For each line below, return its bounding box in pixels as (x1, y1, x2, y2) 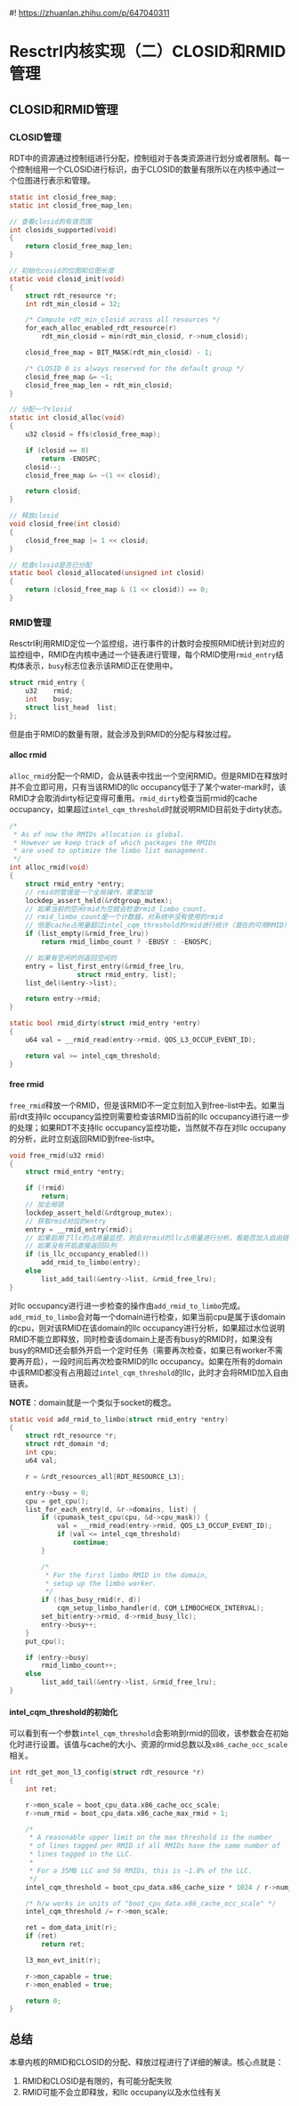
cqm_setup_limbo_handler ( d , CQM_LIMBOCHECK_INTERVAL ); (56, 1604, 265, 1613)
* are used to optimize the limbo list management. (12, 846, 209, 856)
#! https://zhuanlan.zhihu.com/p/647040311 (9, 8, 170, 18)
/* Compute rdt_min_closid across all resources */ (25, 315, 221, 324)
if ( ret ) (25, 1931, 58, 1940)
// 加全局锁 (25, 1200, 64, 1209)
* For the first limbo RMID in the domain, (44, 1571, 209, 1580)
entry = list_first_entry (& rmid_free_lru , (25, 962, 185, 971)
